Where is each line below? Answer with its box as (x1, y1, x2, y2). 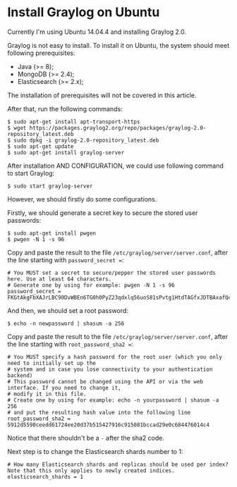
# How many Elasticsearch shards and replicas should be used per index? (7, 461, 229, 468)
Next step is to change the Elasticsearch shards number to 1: (7, 447, 183, 455)
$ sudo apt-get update (7, 142, 74, 150)
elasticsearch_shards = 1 (7, 473, 83, 480)
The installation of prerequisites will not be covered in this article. (7, 91, 197, 99)
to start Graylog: (7, 168, 55, 177)
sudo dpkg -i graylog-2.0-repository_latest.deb (13, 137, 159, 144)
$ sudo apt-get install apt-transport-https (7, 118, 140, 125)
